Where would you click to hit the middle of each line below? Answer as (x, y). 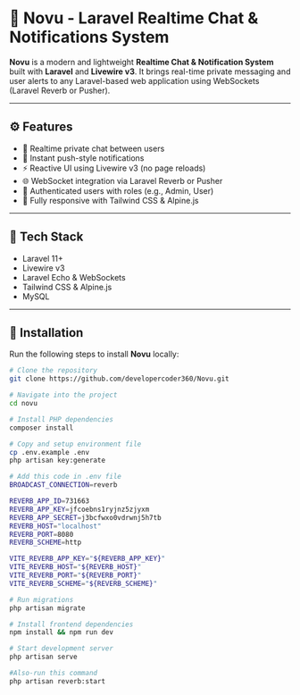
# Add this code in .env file (66, 477)
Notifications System (89, 37)
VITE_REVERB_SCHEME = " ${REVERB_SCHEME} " (83, 583)
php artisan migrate (48, 608)
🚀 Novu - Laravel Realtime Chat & (134, 18)
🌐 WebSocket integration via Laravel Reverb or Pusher (122, 180)
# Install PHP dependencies (62, 419)
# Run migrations (42, 599)
